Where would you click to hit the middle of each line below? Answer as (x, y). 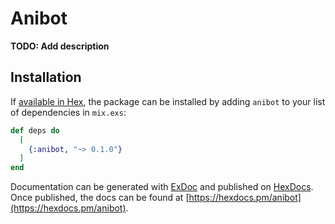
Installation (46, 77)
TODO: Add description (60, 46)
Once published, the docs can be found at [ (100, 198)
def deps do (35, 130)
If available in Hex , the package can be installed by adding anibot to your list (168, 101)
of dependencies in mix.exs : (68, 112)
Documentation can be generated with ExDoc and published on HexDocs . (162, 187)
